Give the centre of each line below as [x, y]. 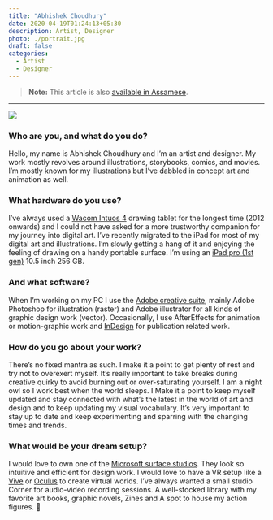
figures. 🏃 [25, 507]
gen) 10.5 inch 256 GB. [47, 262]
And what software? [49, 283]
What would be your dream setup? [78, 446]
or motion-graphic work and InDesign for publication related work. [119, 326]
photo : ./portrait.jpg [47, 39]
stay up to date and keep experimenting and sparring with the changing [128, 416]
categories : [28, 54]
